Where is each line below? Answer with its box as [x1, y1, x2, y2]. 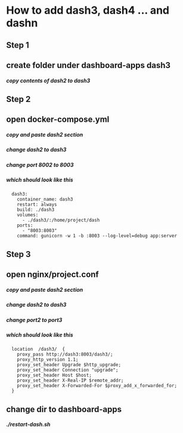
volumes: [17, 212, 39, 218]
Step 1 [6, 40, 30, 50]
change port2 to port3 [6, 316, 63, 323]
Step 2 [6, 94, 31, 104]
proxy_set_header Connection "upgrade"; [17, 367, 119, 373]
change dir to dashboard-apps [6, 404, 122, 415]
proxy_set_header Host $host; [17, 372, 92, 379]
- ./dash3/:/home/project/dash [21, 217, 100, 224]
